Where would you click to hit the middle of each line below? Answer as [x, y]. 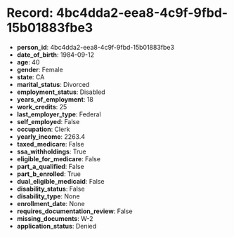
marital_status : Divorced [53, 84]
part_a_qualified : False [51, 166]
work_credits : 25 [42, 107]
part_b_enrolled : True [49, 174]
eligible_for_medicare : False [59, 158]
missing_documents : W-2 [55, 218]
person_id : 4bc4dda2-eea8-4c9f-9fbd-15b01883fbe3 [96, 47]
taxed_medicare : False [51, 144]
